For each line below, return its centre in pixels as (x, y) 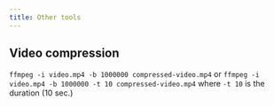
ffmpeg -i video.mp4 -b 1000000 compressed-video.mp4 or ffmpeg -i (134, 74)
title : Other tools (45, 17)
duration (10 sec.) (41, 93)
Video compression (64, 53)
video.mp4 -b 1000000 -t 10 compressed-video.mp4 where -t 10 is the (137, 84)
